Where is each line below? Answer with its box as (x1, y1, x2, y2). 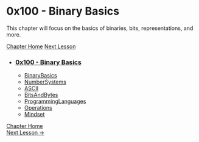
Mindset (24, 111, 45, 118)
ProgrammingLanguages (24, 98, 86, 105)
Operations (24, 104, 53, 112)
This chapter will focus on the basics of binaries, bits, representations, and (6, 24, 194, 32)
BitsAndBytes (24, 91, 58, 99)
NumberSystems (24, 78, 67, 86)
